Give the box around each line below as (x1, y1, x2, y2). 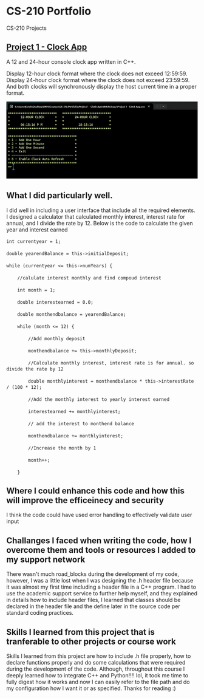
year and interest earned (6, 226, 68, 233)
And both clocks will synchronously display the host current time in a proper (6, 83, 197, 90)
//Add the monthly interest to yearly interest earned (28, 396, 170, 402)
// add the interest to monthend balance (28, 420, 135, 426)
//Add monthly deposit (28, 335, 86, 341)
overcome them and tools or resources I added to (6, 545, 196, 555)
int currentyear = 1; (6, 238, 61, 244)
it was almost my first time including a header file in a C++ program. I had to (6, 583, 196, 590)
